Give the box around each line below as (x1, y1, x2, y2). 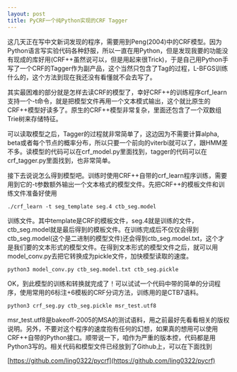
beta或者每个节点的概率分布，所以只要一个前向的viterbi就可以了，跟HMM (7, 138, 222, 147)
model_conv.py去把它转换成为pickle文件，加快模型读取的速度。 (7, 252, 193, 260)
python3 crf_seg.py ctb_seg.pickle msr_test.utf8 (7, 302, 157, 309)
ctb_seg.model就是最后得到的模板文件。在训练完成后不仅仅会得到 (7, 225, 200, 234)
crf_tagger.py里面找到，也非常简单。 (7, 156, 115, 164)
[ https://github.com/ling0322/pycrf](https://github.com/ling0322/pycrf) (7, 356, 216, 365)
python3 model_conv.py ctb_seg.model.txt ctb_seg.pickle (7, 266, 179, 273)
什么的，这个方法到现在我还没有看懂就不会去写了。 (7, 72, 156, 81)
